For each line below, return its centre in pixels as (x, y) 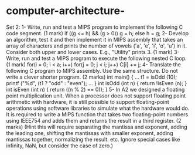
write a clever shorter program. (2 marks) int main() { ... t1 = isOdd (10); (92, 77)
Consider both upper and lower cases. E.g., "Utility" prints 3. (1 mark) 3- (93, 52)
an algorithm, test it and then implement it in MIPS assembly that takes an (95, 39)
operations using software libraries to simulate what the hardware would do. (98, 108)
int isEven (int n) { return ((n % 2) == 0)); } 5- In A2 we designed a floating (95, 89)
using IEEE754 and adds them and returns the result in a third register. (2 (94, 120)
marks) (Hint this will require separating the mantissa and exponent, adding (97, 127)
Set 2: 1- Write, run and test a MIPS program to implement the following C (95, 27)
